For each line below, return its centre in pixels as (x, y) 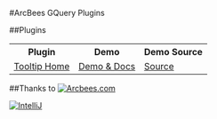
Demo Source (173, 52)
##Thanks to (32, 88)
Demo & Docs (107, 66)
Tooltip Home (42, 66)
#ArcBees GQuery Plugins (57, 13)
